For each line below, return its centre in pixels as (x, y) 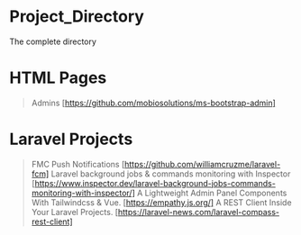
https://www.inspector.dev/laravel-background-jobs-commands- (155, 183)
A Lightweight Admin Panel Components (212, 193)
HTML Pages (58, 78)
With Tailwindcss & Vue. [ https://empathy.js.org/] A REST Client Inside (161, 202)
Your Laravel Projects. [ (75, 212)
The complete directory (53, 41)
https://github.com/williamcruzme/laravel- (203, 164)
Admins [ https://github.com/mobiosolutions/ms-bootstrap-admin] (154, 103)
